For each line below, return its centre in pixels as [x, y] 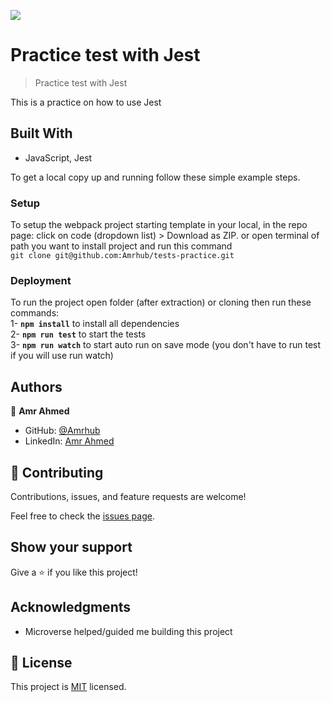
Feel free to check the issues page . [82, 516]
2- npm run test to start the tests [78, 334]
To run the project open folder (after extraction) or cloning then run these [161, 302]
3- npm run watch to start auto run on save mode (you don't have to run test [166, 345]
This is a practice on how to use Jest [86, 102]
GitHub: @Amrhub [62, 431]
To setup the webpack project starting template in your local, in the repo [159, 225]
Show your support [71, 547]
